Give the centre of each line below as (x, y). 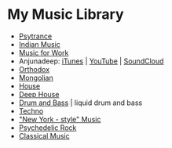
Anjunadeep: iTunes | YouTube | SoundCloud (91, 61)
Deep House (39, 94)
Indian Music (39, 44)
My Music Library (66, 14)
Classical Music (44, 135)
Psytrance (35, 36)
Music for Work (44, 52)
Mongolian (36, 78)
